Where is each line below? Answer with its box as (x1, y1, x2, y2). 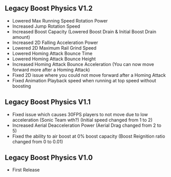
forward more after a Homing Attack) (12, 67, 90, 73)
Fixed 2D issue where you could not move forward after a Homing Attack (12, 72, 166, 78)
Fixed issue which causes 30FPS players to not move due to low (12, 111, 148, 117)
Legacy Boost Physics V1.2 (5, 4, 93, 13)
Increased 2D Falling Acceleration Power (12, 39, 98, 46)
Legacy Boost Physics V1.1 (5, 98, 91, 106)
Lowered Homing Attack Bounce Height (12, 56, 96, 62)
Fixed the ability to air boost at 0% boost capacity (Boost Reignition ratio (12, 133, 165, 139)
